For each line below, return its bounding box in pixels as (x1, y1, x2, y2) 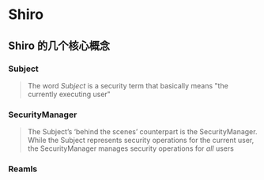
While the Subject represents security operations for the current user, (27, 136, 255, 145)
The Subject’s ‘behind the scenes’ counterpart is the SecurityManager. (27, 127, 258, 137)
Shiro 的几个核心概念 (8, 39, 111, 52)
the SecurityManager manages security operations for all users (27, 144, 235, 153)
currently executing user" (27, 89, 111, 99)
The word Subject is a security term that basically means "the (27, 81, 229, 90)
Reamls (8, 163, 38, 174)
